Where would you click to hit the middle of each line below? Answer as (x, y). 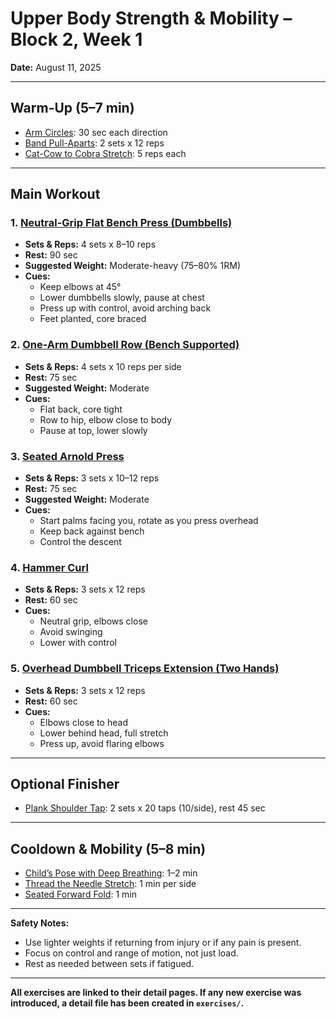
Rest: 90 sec (51, 255)
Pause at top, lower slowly (93, 430)
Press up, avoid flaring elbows (102, 743)
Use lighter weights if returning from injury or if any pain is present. (163, 943)
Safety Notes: (40, 923)
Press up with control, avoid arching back (125, 308)
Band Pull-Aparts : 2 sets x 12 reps (94, 143)
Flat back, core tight (81, 409)
